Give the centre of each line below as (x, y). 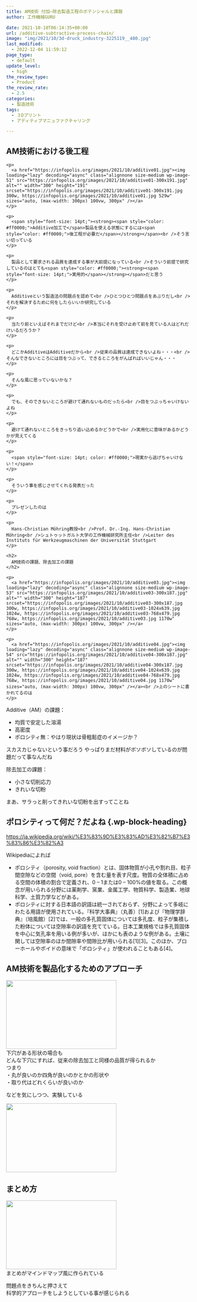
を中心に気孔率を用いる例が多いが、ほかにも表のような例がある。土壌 (100, 934)
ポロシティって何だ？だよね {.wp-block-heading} (96, 822)
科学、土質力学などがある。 (48, 897)
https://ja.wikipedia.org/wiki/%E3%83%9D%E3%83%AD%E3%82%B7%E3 (98, 837)
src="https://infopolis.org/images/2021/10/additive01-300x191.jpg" (102, 181)
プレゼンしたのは (29, 507)
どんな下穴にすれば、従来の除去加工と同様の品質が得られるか (81, 1060)
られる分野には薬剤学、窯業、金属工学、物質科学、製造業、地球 (112, 890)
